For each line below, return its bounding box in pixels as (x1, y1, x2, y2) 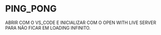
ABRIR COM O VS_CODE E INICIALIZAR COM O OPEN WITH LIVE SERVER (5, 19, 157, 25)
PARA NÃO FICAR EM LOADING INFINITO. (5, 24, 91, 30)
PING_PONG (5, 3, 57, 14)
